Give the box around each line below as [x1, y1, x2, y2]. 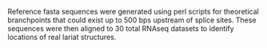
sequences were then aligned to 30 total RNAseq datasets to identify [7, 24, 234, 33]
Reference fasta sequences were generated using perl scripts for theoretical [7, 7, 259, 16]
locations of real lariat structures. [7, 32, 117, 42]
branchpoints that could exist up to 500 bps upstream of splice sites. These [7, 15, 257, 25]
